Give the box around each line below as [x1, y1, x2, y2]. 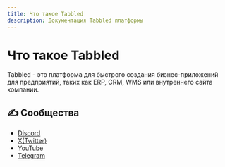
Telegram [17, 151, 46, 160]
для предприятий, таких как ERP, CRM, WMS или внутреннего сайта [7, 78, 213, 87]
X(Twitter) [17, 137, 47, 145]
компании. [7, 85, 39, 94]
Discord [17, 129, 41, 137]
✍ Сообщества [7, 106, 80, 118]
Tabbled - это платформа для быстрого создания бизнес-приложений [7, 70, 219, 79]
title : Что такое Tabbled [7, 10, 83, 18]
